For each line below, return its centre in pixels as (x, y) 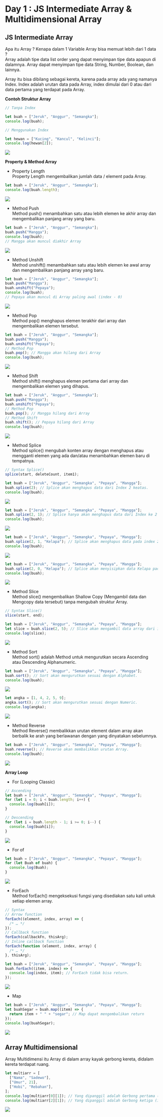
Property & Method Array (31, 162)
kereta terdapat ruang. (27, 1064)
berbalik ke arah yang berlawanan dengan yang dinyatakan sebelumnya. (85, 736)
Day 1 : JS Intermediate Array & (68, 9)
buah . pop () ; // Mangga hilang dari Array (48, 413)
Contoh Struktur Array (28, 99)
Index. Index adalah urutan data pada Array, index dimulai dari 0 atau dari (78, 84)
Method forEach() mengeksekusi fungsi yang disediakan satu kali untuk (84, 896)
